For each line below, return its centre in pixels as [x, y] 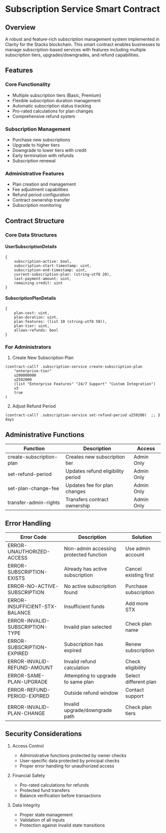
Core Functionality [28, 84]
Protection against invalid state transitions [62, 825]
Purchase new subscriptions [41, 140]
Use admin [138, 548]
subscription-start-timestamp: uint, [53, 266]
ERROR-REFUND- [29, 690]
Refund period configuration [41, 195]
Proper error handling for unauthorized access [67, 766]
